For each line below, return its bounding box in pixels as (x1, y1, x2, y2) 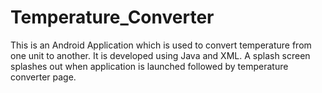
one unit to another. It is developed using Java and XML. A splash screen (10, 49, 311, 61)
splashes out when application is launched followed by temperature (10, 60, 289, 72)
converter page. (10, 71, 77, 83)
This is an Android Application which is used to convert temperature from (10, 39, 312, 51)
